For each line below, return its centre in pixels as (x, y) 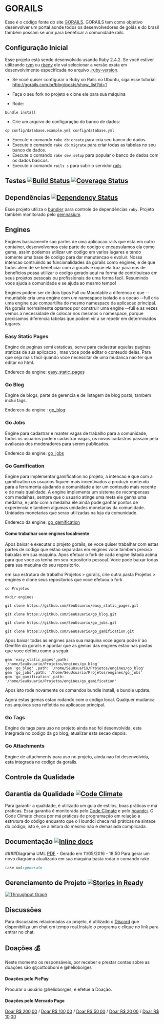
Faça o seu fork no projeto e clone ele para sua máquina (69, 94)
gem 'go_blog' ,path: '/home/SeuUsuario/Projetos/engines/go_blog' (75, 668)
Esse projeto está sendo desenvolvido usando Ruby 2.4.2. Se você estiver (80, 60)
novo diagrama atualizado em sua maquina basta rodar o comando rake (77, 858)
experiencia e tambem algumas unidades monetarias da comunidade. (75, 507)
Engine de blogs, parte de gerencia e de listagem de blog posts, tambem (78, 395)
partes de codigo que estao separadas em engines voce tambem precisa (79, 550)
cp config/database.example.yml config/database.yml (60, 130)
